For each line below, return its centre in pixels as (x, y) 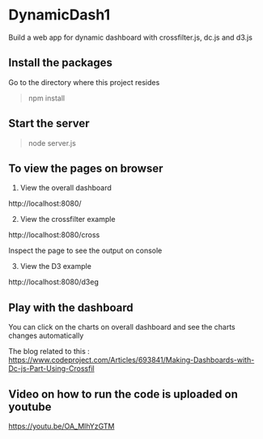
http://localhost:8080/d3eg (53, 282)
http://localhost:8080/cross (54, 235)
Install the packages (61, 63)
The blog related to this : (49, 352)
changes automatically (46, 336)
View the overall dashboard (66, 188)
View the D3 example (55, 266)
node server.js (52, 143)
